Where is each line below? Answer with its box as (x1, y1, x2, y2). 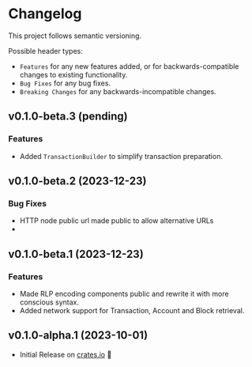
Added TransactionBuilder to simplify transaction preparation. (19, 151, 224, 161)
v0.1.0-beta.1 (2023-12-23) (8, 247, 144, 261)
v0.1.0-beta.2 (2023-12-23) (8, 175, 147, 188)
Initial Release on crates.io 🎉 (19, 350, 112, 359)
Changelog (8, 5, 82, 23)
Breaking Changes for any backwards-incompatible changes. (19, 86, 216, 96)
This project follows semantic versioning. (8, 31, 142, 40)
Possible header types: (8, 46, 83, 55)
